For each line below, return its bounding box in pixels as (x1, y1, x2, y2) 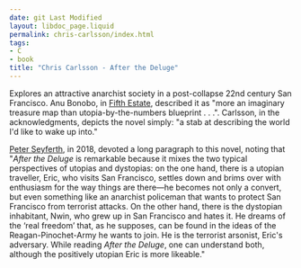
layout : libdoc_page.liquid (9, 22, 115, 31)
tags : (9, 38, 30, 48)
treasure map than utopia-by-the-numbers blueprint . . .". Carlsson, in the (9, 107, 280, 118)
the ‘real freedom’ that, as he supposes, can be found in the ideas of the (9, 219, 277, 230)
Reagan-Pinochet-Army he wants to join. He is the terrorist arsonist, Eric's (9, 229, 283, 240)
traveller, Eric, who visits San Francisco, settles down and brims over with (9, 172, 281, 183)
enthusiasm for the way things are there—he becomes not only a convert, (9, 182, 282, 192)
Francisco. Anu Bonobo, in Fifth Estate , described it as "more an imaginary (9, 97, 285, 108)
